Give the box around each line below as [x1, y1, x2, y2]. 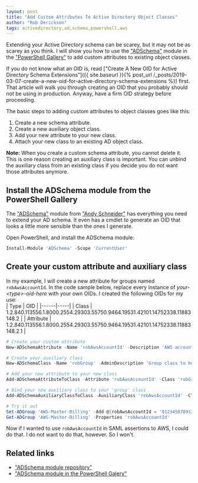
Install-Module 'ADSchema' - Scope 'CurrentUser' [6, 246, 128, 252]
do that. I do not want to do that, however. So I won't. [6, 431, 135, 438]
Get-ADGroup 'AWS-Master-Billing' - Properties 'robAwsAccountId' [6, 414, 170, 420]
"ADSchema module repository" [14, 464, 93, 471]
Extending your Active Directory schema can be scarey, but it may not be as [6, 41, 191, 48]
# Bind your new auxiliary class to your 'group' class [6, 387, 146, 393]
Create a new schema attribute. [14, 119, 91, 127]
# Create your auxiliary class [6, 355, 83, 361]
